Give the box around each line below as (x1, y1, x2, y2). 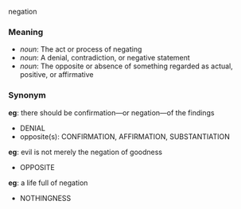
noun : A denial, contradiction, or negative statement (19, 53, 191, 63)
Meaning (8, 26, 44, 37)
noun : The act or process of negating (19, 45, 142, 54)
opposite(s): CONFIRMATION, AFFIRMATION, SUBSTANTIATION (19, 131, 231, 141)
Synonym (8, 90, 46, 101)
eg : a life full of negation (8, 178, 88, 188)
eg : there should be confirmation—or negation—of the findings (8, 107, 215, 118)
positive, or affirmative (19, 70, 94, 79)
